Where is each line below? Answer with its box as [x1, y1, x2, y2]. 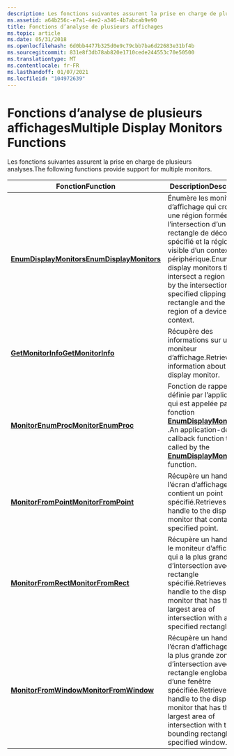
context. [167, 315, 195, 325]
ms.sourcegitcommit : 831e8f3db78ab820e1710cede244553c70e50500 [7, 49, 195, 56]
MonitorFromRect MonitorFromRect [10, 578, 130, 588]
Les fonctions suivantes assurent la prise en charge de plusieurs [7, 157, 192, 166]
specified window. [167, 738, 228, 748]
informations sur [167, 335, 221, 345]
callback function [167, 433, 224, 443]
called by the [167, 442, 210, 452]
